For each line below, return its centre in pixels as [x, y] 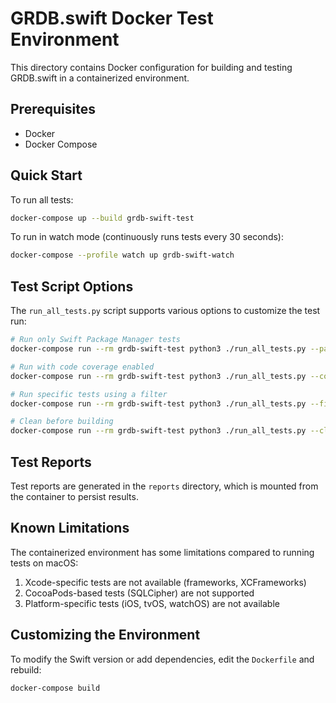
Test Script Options [72, 286]
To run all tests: [42, 199]
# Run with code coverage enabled [82, 367]
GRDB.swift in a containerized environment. [100, 78]
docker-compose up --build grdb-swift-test [102, 218]
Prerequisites [53, 109]
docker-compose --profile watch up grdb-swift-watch [122, 255]
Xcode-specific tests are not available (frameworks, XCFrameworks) [165, 582]
